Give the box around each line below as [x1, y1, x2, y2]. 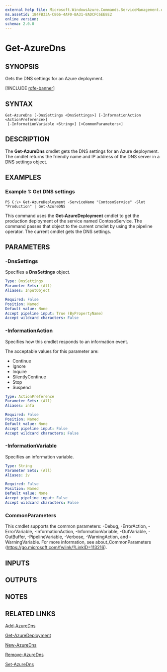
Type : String [5, 463, 32, 468]
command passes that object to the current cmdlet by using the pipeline [5, 223, 153, 229]
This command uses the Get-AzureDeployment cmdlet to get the [5, 213, 140, 219]
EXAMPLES [5, 173, 41, 182]
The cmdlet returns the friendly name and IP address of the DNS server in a [5, 153, 160, 159]
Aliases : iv [5, 472, 30, 478]
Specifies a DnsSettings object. [5, 269, 71, 275]
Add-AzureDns [5, 623, 36, 629]
